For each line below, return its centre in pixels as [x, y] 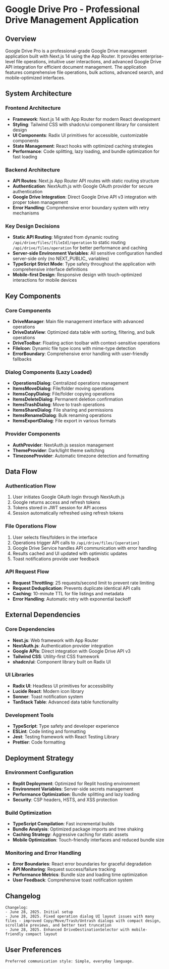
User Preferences [33, 950]
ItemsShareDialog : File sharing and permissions [63, 410]
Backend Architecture [33, 169]
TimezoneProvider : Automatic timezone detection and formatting [80, 456]
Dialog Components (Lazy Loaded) [49, 372]
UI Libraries [20, 675]
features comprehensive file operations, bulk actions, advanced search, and [84, 72]
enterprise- [152, 56]
